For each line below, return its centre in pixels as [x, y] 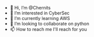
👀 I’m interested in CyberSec [40, 13]
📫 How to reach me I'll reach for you [49, 29]
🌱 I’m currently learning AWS [40, 18]
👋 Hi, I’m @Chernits [30, 8]
